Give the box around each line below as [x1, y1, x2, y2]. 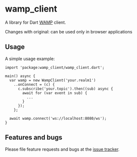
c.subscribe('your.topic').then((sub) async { [17, 86, 113, 91]
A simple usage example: [5, 56, 55, 62]
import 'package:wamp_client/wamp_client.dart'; [5, 65, 105, 70]
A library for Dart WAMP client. [5, 19, 66, 25]
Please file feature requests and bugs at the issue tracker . [5, 146, 120, 152]
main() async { [5, 74, 36, 78]
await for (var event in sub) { [22, 91, 88, 95]
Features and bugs [5, 133, 63, 141]
